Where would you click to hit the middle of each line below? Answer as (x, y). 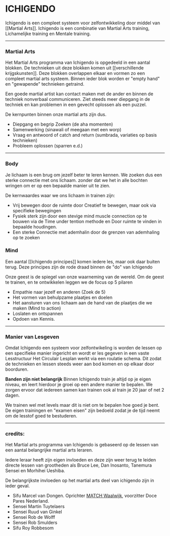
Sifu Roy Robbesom (33, 528)
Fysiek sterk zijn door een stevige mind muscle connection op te (80, 216)
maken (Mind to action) (37, 308)
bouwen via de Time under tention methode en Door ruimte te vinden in (87, 221)
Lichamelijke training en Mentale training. (48, 33)
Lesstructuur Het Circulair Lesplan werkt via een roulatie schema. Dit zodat (83, 359)
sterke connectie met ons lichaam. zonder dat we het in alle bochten (76, 180)
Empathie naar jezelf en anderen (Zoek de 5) (59, 292)
